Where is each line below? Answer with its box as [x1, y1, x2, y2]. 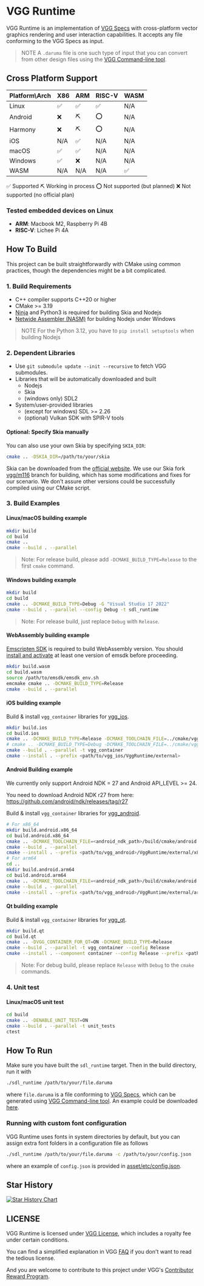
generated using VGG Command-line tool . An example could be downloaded [6, 1097, 198, 1105]
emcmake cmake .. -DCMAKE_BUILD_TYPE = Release [6, 680, 123, 686]
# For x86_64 [6, 821, 39, 827]
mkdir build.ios [6, 725, 47, 731]
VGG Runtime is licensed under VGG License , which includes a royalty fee [6, 1230, 191, 1237]
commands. [21, 968, 51, 975]
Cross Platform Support [6, 73, 98, 83]
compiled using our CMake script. [6, 484, 91, 491]
